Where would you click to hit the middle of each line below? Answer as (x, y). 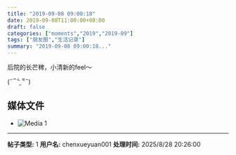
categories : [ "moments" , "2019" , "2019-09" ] (70, 33)
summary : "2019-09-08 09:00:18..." (59, 46)
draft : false (26, 27)
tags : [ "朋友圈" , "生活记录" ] (46, 40)
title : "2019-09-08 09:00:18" (52, 14)
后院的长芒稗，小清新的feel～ (50, 67)
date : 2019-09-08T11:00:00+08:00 (56, 20)
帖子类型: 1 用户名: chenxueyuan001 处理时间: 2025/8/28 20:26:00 (104, 144)
